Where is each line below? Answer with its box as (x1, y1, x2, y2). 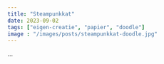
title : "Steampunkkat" (7, 10, 75, 18)
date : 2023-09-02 (7, 17, 59, 24)
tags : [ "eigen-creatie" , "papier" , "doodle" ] (7, 23, 145, 31)
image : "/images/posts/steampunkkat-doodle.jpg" (7, 30, 158, 38)
